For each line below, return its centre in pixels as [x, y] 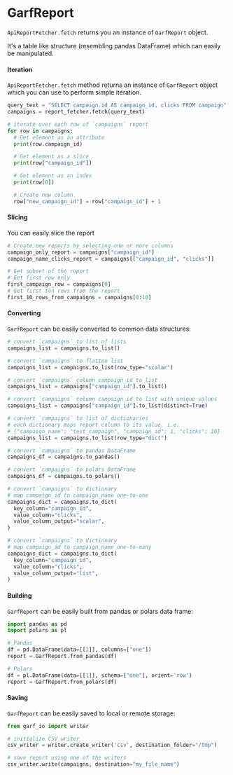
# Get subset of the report [48, 271]
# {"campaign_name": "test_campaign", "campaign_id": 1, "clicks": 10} [114, 431]
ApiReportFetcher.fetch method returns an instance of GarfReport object [113, 85]
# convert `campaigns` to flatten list [65, 361]
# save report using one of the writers [67, 758]
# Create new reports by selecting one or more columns [90, 246]
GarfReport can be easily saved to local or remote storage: [91, 713]
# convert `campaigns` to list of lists [67, 342]
